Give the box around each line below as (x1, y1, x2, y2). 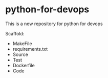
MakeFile (12, 40, 32, 47)
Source (12, 51, 28, 57)
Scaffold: (5, 30, 25, 36)
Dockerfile (12, 62, 35, 68)
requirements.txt (12, 46, 48, 52)
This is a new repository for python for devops (5, 21, 103, 27)
